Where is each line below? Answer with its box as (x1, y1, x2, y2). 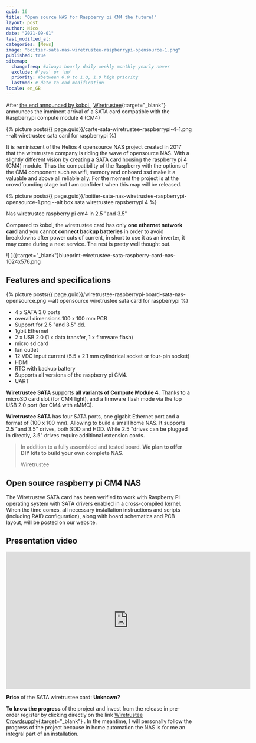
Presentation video (6, 535, 78, 546)
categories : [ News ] (6, 42, 54, 48)
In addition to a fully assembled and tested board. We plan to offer (20, 443, 183, 450)
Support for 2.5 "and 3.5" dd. (14, 321, 86, 328)
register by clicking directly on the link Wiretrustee (20, 712, 143, 719)
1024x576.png (6, 258, 41, 265)
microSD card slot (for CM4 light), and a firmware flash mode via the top (6, 395, 182, 402)
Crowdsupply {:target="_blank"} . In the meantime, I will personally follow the (6, 718, 192, 725)
